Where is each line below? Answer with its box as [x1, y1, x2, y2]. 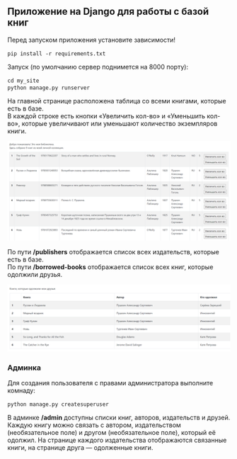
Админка [7, 363, 41, 373]
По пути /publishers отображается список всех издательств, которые [7, 248, 219, 256]
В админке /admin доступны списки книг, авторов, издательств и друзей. [7, 414, 231, 422]
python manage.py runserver [7, 84, 91, 91]
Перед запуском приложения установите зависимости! [7, 35, 175, 44]
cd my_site [7, 77, 40, 84]
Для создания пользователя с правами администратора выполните [7, 379, 214, 387]
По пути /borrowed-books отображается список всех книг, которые [7, 263, 214, 271]
